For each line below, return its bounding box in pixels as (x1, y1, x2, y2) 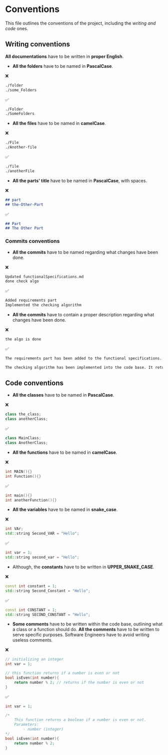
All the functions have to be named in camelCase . (12, 449, 117, 455)
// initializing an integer (5, 657, 64, 662)
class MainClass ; (5, 436, 41, 441)
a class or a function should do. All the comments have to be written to (12, 626, 160, 633)
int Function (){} (5, 473, 41, 479)
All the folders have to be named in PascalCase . (12, 63, 113, 69)
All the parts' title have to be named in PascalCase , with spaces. (12, 177, 147, 184)
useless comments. (12, 637, 53, 643)
